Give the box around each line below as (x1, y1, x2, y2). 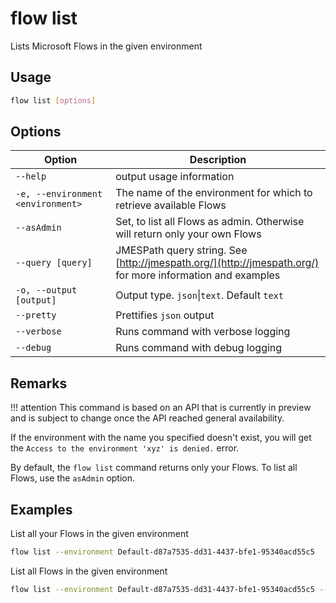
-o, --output (15, 285, 78, 296)
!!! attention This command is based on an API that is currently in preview (10, 402, 312, 414)
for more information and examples (115, 268, 281, 282)
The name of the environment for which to (115, 186, 313, 200)
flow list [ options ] (10, 95, 97, 106)
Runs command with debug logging (115, 341, 283, 355)
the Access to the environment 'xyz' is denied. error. (10, 442, 240, 454)
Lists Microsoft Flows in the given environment (10, 40, 203, 52)
